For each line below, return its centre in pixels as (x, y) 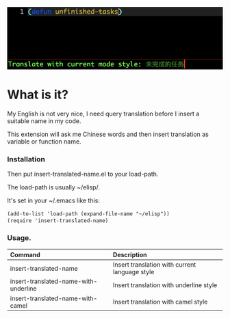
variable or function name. (44, 141)
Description (130, 254)
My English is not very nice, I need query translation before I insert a (103, 114)
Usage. (20, 237)
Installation (26, 159)
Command (25, 254)
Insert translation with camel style (160, 302)
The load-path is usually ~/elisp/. (54, 187)
